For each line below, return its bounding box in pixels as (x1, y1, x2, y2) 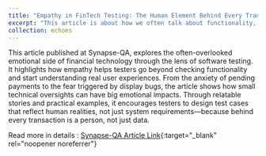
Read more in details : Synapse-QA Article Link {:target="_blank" (8, 131, 218, 140)
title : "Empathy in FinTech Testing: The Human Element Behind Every (8, 11, 243, 20)
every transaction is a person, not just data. (8, 116, 150, 125)
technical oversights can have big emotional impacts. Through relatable (8, 90, 241, 100)
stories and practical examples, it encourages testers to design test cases (8, 98, 249, 108)
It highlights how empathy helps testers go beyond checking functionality (8, 65, 248, 74)
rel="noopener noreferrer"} (8, 139, 97, 149)
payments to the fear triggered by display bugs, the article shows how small (8, 82, 256, 91)
